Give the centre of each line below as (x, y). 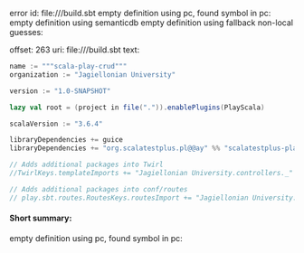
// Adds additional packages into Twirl (87, 165)
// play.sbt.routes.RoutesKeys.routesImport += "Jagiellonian (129, 198)
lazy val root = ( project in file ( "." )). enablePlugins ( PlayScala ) (137, 108)
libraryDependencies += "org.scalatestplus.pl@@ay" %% (115, 148)
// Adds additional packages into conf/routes (99, 189)
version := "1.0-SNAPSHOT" (60, 91)
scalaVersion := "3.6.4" (56, 124)
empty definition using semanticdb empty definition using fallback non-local (152, 23)
